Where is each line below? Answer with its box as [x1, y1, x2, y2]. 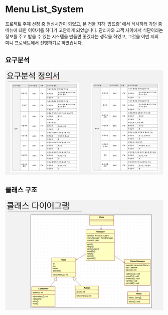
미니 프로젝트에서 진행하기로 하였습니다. [5, 39, 83, 46]
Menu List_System [5, 4, 84, 15]
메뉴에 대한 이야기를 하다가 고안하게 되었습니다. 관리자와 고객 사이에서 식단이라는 [5, 27, 163, 33]
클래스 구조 [5, 186, 38, 194]
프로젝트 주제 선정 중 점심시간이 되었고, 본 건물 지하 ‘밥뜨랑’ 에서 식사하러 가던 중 [5, 21, 162, 27]
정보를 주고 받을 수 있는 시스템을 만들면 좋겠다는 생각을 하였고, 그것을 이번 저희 [5, 33, 159, 39]
